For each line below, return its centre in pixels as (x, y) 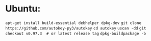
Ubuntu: (23, 9)
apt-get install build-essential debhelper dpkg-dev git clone (73, 23)
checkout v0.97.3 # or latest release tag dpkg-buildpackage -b (76, 33)
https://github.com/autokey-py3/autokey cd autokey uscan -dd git (76, 28)
